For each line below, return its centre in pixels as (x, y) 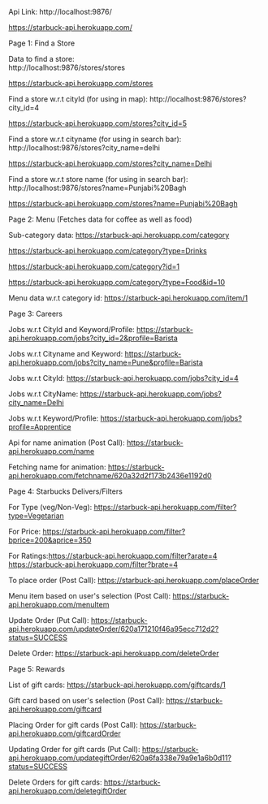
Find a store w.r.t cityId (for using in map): (78, 99)
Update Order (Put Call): (49, 620)
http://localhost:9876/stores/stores (67, 67)
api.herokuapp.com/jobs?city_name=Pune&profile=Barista (106, 362)
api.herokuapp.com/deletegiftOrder (68, 791)
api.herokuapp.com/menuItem (59, 605)
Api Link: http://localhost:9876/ (60, 12)
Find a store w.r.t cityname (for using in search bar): (95, 139)
